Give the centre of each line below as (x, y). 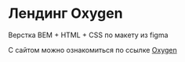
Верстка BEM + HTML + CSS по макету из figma (88, 35)
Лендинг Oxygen (65, 14)
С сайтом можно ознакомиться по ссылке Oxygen (93, 50)
